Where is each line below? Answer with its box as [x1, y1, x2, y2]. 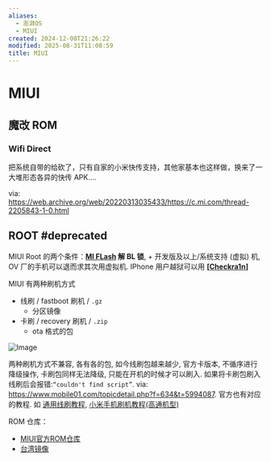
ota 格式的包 [31, 326, 74, 336]
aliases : [8, 11, 38, 20]
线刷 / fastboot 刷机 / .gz [19, 295, 102, 305]
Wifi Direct [8, 143, 52, 154]
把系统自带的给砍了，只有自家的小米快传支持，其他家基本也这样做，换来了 [8, 162, 256, 172]
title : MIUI [8, 49, 48, 57]
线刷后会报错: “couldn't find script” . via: [8, 379, 148, 388]
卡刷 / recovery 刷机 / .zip [19, 316, 108, 325]
